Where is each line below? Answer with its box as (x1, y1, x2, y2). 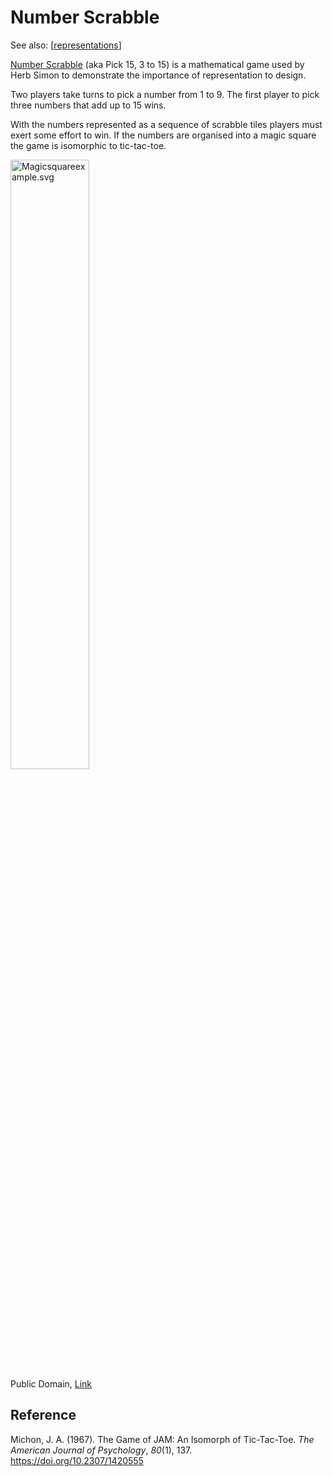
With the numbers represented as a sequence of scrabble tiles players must (10, 118, 323, 130)
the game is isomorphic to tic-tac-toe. (10, 139, 167, 151)
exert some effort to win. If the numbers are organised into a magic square (10, 129, 317, 141)
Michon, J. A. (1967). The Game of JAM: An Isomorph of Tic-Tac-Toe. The (10, 1433, 315, 1445)
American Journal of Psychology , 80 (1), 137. (10, 1444, 193, 1456)
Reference (10, 1407, 77, 1424)
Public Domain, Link (10, 1377, 93, 1390)
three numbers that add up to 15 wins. (10, 99, 167, 111)
